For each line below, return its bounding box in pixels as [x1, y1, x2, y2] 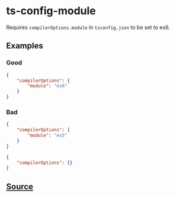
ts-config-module [6, 4, 96, 18]
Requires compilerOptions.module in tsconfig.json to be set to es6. [6, 24, 170, 31]
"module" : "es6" [27, 83, 68, 89]
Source [6, 182, 34, 192]
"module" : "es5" [27, 133, 68, 138]
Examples [6, 41, 43, 51]
